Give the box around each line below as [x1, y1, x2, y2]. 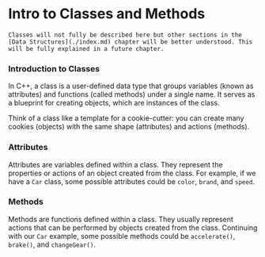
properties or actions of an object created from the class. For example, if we [8, 168, 256, 178]
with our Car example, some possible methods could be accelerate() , [8, 231, 236, 240]
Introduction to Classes [8, 63, 100, 74]
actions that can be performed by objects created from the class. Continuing [8, 223, 258, 232]
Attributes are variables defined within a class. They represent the [8, 159, 223, 169]
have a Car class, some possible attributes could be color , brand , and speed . [8, 176, 256, 186]
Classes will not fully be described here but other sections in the [8, 31, 243, 39]
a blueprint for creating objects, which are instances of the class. [8, 98, 220, 108]
